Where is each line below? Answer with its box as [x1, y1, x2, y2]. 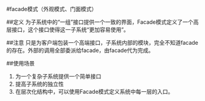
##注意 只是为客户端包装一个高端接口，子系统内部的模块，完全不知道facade [6, 39, 199, 46]
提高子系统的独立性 [15, 80, 64, 88]
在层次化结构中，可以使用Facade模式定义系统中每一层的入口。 [15, 88, 174, 95]
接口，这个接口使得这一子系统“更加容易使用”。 [11, 26, 130, 33]
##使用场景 [6, 60, 35, 67]
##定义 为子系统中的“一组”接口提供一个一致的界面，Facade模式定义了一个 [6, 18, 194, 26]
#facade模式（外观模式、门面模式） [6, 6, 97, 12]
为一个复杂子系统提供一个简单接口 [15, 73, 102, 80]
